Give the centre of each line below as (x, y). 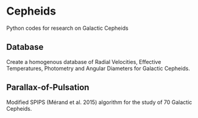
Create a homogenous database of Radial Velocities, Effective (84, 61)
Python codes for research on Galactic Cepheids (68, 28)
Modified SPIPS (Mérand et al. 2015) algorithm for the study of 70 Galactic (99, 102)
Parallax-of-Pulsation (48, 87)
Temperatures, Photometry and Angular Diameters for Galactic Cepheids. (98, 68)
